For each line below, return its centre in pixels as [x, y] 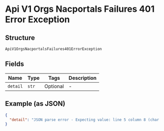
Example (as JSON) [35, 104]
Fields [15, 64]
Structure [20, 38]
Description [82, 78]
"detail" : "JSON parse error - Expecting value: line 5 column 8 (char [84, 120]
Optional [54, 86]
